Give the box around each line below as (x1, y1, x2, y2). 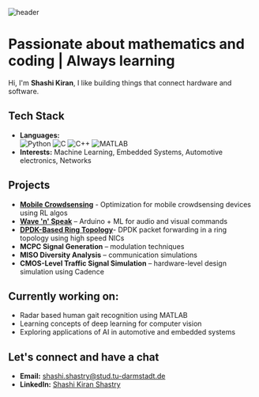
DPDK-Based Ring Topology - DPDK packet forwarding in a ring (19, 225, 227, 234)
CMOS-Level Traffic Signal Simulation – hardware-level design (19, 258, 227, 268)
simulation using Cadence (19, 267, 105, 276)
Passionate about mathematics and (8, 36, 245, 53)
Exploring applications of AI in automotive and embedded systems (19, 327, 235, 337)
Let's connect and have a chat (8, 350, 160, 364)
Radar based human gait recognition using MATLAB (19, 311, 188, 320)
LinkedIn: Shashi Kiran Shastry (19, 380, 121, 389)
